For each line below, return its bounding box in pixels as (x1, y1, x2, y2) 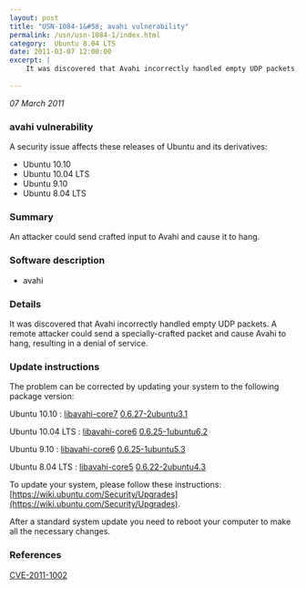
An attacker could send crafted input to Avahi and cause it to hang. (9, 232, 260, 243)
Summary (9, 211, 55, 223)
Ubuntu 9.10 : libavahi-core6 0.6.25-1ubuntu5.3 (9, 444, 186, 455)
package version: (9, 391, 75, 402)
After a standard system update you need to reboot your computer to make (9, 516, 291, 527)
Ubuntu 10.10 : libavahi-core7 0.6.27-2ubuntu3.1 (9, 408, 189, 419)
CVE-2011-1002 (9, 569, 68, 580)
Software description (9, 254, 106, 267)
